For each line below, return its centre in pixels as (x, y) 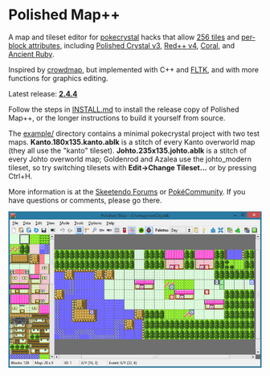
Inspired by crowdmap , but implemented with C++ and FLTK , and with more (134, 69)
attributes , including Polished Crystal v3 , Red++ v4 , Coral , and (131, 45)
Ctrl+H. (20, 176)
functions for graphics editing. (58, 78)
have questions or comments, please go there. (85, 200)
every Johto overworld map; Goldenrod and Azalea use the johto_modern (130, 159)
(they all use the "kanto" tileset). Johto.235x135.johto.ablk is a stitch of (127, 150)
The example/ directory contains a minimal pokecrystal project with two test (134, 133)
